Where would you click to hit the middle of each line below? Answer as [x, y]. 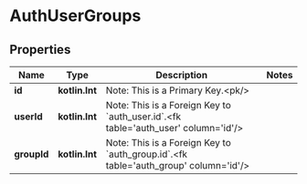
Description [181, 75]
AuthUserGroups [75, 16]
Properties [40, 50]
